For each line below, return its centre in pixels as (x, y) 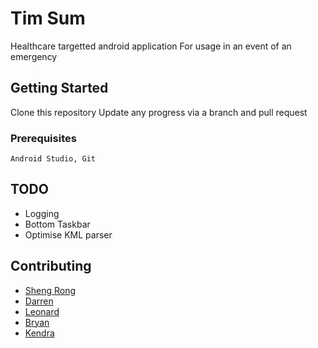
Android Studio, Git (53, 159)
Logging (42, 213)
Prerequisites (43, 138)
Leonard (42, 311)
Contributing (51, 266)
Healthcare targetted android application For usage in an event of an (151, 46)
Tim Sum (48, 18)
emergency (34, 56)
